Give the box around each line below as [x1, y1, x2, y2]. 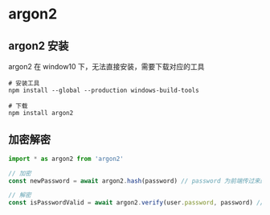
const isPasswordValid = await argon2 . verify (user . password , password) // [8, 199, 264, 207]
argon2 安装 [8, 39, 69, 52]
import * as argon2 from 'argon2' [8, 155, 125, 163]
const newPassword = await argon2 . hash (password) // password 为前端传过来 [8, 176, 260, 185]
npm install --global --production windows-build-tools [8, 86, 199, 94]
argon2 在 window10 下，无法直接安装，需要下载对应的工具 [8, 62, 205, 71]
